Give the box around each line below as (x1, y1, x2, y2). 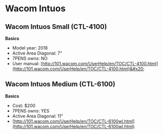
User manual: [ (12, 61, 42, 66)
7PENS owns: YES (12, 107, 49, 113)
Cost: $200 (12, 103, 36, 108)
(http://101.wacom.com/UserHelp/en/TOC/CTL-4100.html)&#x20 (12, 66, 143, 72)
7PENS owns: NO (12, 55, 48, 61)
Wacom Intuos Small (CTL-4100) (5, 23, 107, 31)
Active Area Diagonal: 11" (12, 113, 63, 119)
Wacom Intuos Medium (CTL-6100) (5, 80, 116, 88)
